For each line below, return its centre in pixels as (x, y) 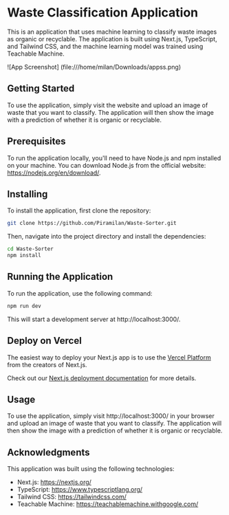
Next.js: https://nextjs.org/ (54, 482)
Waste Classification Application (103, 13)
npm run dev (24, 306)
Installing (28, 194)
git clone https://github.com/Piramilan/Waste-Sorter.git (92, 223)
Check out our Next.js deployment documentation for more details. (102, 378)
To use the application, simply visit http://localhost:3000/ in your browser (111, 416)
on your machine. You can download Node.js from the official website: (107, 165)
